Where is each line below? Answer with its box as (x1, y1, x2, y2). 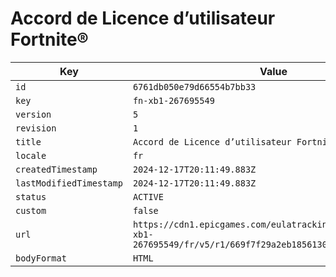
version (15, 108, 52, 120)
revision (15, 122, 57, 134)
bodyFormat (15, 252, 67, 264)
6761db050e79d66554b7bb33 (132, 81, 257, 92)
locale (15, 150, 47, 161)
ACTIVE (132, 191, 164, 202)
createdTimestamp (15, 163, 98, 175)
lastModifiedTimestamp (15, 177, 123, 189)
